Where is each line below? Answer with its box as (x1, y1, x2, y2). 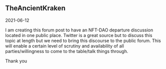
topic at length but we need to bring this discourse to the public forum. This (5, 37, 161, 43)
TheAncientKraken (5, 4, 66, 12)
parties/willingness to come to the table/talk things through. (5, 48, 129, 54)
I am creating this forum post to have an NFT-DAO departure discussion (5, 27, 153, 33)
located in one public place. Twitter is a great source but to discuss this (5, 32, 152, 38)
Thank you (5, 57, 28, 64)
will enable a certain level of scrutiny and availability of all (5, 42, 124, 49)
